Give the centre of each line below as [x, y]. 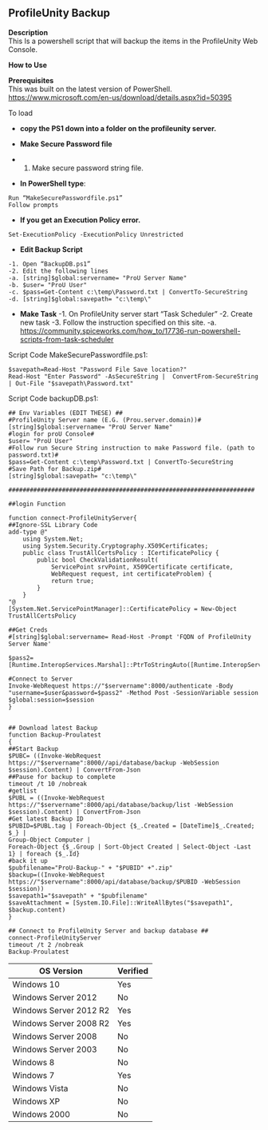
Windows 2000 [41, 1114]
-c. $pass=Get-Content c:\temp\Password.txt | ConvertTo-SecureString [128, 292]
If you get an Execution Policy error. [80, 220]
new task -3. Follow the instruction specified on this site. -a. [118, 322]
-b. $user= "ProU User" [48, 285]
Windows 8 [33, 1062]
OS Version [61, 971]
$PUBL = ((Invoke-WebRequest [57, 798]
